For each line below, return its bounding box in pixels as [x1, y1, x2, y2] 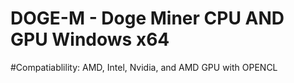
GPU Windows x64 [10, 28, 170, 51]
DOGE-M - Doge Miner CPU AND [10, 7, 285, 30]
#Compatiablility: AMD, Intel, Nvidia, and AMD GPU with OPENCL [10, 61, 278, 73]
